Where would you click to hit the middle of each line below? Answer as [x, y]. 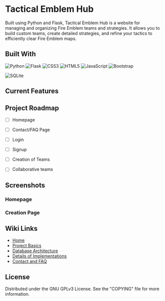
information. [17, 294]
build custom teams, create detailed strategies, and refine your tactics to [79, 33]
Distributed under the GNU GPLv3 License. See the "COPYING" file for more [82, 289]
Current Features [32, 91]
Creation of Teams [31, 160]
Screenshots [25, 185]
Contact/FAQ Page [31, 130]
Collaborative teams [33, 170]
